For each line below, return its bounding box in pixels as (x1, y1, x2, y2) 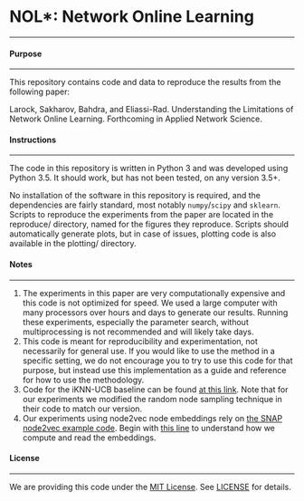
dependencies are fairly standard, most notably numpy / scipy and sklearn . (9, 199, 280, 210)
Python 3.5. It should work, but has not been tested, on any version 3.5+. (9, 172, 280, 183)
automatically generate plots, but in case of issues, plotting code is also (9, 228, 277, 239)
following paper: (9, 86, 71, 97)
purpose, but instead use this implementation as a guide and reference (22, 364, 287, 375)
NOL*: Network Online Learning (9, 6, 255, 27)
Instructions (9, 134, 57, 145)
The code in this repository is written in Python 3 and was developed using (9, 163, 289, 174)
